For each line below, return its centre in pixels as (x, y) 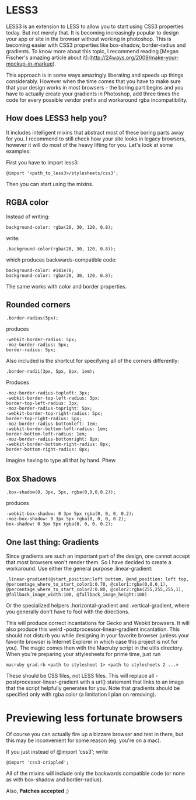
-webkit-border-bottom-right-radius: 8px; (58, 444)
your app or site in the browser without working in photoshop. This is (89, 39)
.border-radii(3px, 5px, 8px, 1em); (50, 372)
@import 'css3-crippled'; (37, 762)
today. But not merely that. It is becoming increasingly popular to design (92, 32)
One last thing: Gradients (52, 542)
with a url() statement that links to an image (132, 682)
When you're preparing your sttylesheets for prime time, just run (83, 654)
